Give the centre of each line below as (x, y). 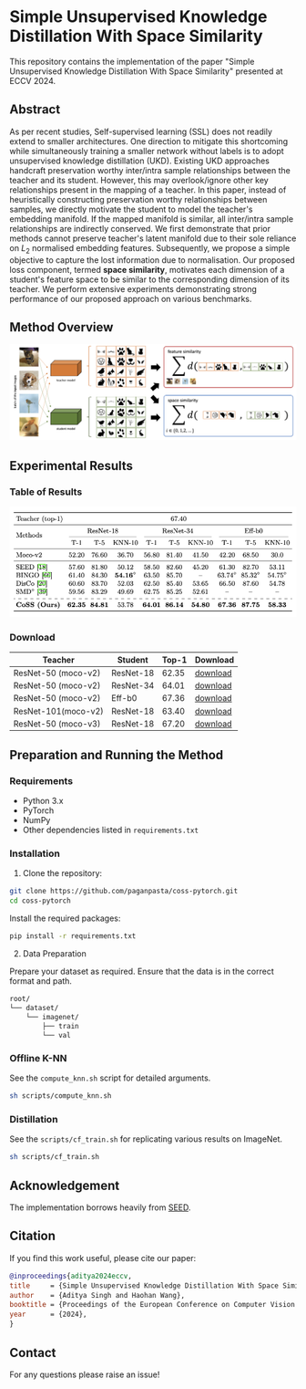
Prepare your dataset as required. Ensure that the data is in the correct (142, 971)
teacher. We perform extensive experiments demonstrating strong (133, 288)
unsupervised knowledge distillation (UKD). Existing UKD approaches (140, 161)
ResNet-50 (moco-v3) (57, 724)
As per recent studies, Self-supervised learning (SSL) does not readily (141, 131)
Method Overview (61, 327)
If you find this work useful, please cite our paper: (103, 1258)
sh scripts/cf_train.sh (55, 1157)
